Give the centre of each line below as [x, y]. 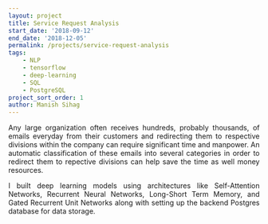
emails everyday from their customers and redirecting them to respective [134, 136]
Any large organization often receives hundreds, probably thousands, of [134, 128]
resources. [26, 170]
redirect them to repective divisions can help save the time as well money [134, 162]
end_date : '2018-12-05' [48, 38]
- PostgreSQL [44, 90]
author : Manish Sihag [44, 105]
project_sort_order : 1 [46, 98]
